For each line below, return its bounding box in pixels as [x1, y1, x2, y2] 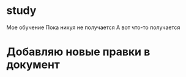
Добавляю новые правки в [6, 45, 151, 59]
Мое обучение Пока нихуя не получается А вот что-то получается [6, 24, 180, 31]
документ [6, 58, 60, 72]
